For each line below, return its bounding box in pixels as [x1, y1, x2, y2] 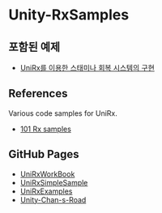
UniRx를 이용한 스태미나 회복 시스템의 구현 [19, 63, 156, 72]
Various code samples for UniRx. [8, 108, 117, 118]
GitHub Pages [8, 147, 79, 161]
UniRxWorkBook [19, 168, 75, 179]
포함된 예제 [8, 40, 61, 53]
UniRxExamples [19, 186, 73, 196]
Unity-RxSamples [8, 6, 130, 24]
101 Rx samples [19, 124, 71, 134]
